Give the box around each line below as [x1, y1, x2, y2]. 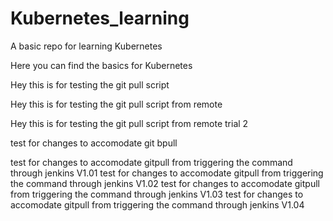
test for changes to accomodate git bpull [10, 137, 178, 149]
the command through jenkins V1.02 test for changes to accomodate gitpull [10, 177, 320, 189]
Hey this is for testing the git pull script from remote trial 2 [10, 117, 249, 129]
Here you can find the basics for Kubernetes [10, 59, 193, 71]
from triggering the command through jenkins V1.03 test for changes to [10, 188, 304, 200]
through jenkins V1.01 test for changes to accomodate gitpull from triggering [10, 167, 324, 179]
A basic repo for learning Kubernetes [10, 40, 163, 52]
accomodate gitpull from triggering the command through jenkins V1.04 [10, 198, 305, 211]
